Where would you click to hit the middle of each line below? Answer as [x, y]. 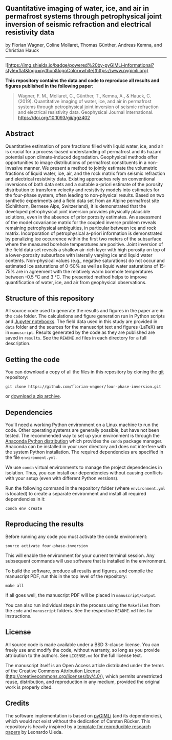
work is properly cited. [29, 687]
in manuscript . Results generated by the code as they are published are [80, 332]
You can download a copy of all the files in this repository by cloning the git [84, 372]
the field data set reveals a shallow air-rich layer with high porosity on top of [85, 249]
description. [18, 344]
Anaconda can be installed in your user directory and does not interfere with [86, 447]
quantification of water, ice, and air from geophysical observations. [76, 282]
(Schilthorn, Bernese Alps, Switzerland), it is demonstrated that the [76, 206]
